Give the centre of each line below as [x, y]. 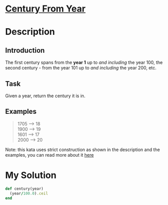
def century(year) [24, 189]
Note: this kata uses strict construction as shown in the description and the [83, 150]
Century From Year [45, 9]
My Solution [31, 175]
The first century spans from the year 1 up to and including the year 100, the [84, 62]
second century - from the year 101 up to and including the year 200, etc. [81, 68]
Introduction [25, 50]
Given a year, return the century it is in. [45, 96]
